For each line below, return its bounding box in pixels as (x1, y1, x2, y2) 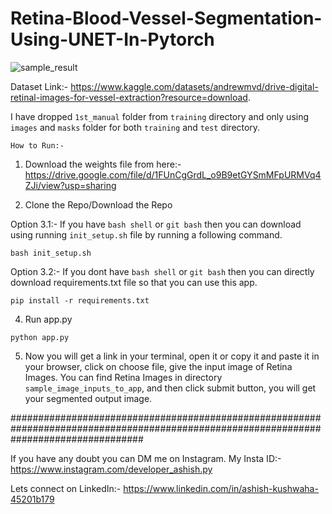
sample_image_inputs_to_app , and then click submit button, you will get (24, 382, 317, 394)
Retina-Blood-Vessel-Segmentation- (10, 7, 323, 30)
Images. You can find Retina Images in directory (24, 371, 223, 383)
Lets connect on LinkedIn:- (10, 482, 122, 494)
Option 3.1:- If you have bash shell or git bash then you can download (10, 218, 302, 230)
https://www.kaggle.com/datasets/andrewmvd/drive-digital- (70, 80, 319, 92)
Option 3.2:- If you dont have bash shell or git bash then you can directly (10, 265, 315, 277)
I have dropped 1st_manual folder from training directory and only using (10, 110, 310, 122)
